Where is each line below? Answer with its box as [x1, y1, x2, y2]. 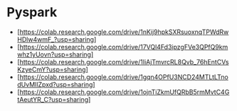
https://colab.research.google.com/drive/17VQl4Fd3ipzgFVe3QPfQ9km [19, 42, 228, 51]
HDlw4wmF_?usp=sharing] [16, 35, 97, 43]
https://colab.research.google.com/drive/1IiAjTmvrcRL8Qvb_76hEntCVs [19, 57, 229, 66]
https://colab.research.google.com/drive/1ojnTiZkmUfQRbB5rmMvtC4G [19, 88, 230, 96]
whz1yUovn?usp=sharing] [16, 50, 94, 59]
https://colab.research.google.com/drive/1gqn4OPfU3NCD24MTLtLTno [19, 72, 228, 81]
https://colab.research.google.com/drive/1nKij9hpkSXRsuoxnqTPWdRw [19, 28, 229, 36]
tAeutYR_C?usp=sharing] [16, 95, 91, 103]
